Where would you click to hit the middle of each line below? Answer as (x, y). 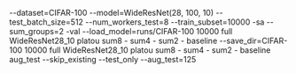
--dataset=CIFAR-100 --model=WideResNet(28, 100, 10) (112, 13)
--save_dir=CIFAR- (253, 40)
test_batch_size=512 (47, 22)
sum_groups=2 (37, 31)
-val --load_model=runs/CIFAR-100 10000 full (149, 31)
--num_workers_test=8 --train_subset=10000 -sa (175, 22)
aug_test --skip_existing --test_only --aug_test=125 (103, 59)
